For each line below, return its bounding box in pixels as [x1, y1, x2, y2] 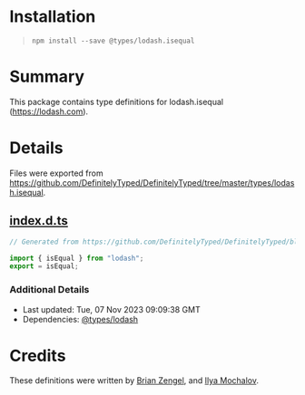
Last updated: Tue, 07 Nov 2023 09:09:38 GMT [22, 303, 202, 314]
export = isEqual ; [9, 262, 79, 271]
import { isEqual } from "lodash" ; [9, 254, 144, 263]
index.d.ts [9, 213, 68, 228]
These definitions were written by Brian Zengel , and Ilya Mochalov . [9, 375, 260, 386]
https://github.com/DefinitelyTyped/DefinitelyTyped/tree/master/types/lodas [9, 177, 295, 188]
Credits [9, 345, 66, 366]
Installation [9, 6, 96, 27]
